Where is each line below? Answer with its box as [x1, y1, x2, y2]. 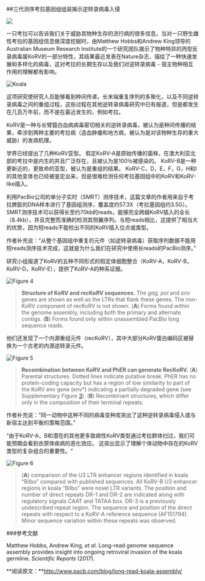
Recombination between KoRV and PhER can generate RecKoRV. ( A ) [21, 366, 198, 373]
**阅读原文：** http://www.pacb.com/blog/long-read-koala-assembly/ [6, 568, 182, 574]
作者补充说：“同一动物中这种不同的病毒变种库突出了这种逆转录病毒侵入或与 [6, 411, 196, 418]
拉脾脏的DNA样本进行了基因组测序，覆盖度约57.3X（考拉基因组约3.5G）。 [6, 201, 191, 208]
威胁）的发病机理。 [6, 137, 55, 144]
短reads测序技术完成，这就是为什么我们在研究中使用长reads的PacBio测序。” [6, 244, 196, 252]
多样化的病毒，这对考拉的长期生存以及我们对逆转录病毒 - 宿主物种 [16, 61, 183, 67]
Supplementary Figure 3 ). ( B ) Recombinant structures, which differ [21, 392, 189, 399]
